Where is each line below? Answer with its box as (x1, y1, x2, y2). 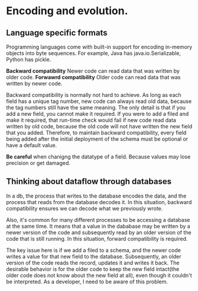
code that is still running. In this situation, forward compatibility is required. (6, 235, 188, 242)
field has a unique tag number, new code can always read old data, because (6, 98, 192, 105)
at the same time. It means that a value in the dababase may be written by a (6, 222, 190, 229)
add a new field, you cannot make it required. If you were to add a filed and (6, 111, 189, 117)
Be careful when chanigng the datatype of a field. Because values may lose (6, 153, 191, 160)
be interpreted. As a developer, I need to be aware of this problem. (6, 278, 168, 285)
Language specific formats (6, 28, 108, 38)
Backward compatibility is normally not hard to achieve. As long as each (6, 92, 181, 98)
